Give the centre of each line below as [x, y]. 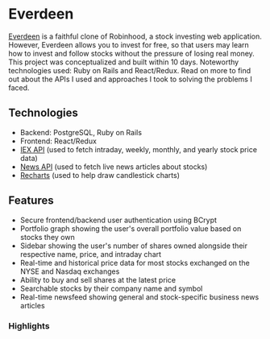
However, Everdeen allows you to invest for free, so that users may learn [129, 44]
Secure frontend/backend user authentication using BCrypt [118, 220]
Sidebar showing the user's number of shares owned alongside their [134, 246]
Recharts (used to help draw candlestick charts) [100, 175]
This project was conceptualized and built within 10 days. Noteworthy [124, 62]
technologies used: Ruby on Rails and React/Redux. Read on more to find [130, 70]
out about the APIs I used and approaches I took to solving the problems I [130, 79]
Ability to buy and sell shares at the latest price [98, 279]
